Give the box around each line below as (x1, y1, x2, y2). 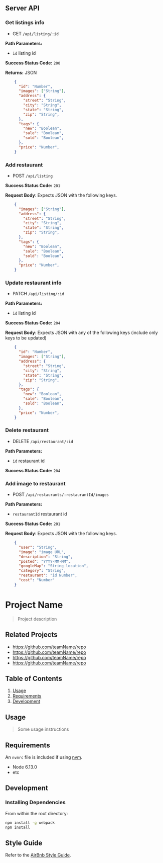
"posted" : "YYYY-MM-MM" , (18, 559, 71, 564)
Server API (5, 4, 40, 13)
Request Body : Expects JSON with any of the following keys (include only (5, 329, 158, 336)
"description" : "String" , (18, 554, 73, 559)
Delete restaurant (5, 427, 49, 434)
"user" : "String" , (18, 545, 57, 550)
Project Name (5, 599, 63, 611)
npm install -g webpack (5, 820, 55, 825)
